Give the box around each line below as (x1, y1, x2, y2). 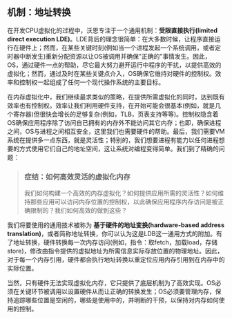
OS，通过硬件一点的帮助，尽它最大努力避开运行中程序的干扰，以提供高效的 (7, 61, 222, 69)
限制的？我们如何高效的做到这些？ (30, 206, 128, 215)
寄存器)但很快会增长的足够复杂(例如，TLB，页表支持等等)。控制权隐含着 (12, 110, 219, 118)
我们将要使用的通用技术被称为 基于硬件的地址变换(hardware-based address (7, 221, 225, 229)
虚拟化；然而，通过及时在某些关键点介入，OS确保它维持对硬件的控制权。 (7, 69, 215, 77)
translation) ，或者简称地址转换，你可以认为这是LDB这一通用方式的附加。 (7, 230, 216, 238)
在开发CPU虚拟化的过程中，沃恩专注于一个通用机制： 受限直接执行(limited (7, 26, 218, 35)
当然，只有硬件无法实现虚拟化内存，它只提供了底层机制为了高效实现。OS (7, 279, 215, 287)
